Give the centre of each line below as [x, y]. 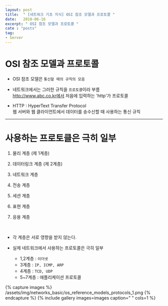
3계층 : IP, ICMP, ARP [42, 264]
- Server [14, 38]
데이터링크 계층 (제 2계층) [37, 163]
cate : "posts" [21, 28]
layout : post [19, 10]
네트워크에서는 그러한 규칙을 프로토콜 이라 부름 [56, 89]
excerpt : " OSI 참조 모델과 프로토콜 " [42, 24]
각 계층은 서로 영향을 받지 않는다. [44, 237]
